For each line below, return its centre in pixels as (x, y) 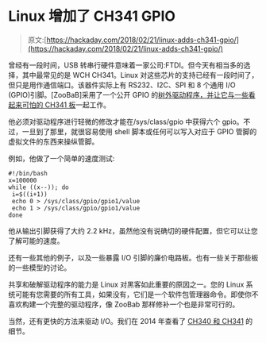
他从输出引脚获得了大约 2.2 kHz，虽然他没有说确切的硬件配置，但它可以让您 (133, 230)
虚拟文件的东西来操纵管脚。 (54, 141)
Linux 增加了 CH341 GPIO (92, 16)
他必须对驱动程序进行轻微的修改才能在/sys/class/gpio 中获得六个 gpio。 (126, 121)
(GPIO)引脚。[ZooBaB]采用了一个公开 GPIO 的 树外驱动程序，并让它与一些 (128, 94)
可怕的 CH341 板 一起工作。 (66, 105)
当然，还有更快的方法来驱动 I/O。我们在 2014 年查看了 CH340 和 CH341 (126, 321)
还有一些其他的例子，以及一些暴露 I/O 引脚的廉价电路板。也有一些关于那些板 (133, 257)
